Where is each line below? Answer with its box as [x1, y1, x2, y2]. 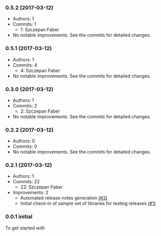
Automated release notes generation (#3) [20, 195, 108, 201]
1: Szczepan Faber [20, 27, 59, 33]
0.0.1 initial [5, 213, 33, 220]
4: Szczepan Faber [20, 67, 60, 73]
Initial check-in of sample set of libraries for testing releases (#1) [20, 200, 156, 206]
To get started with [5, 225, 45, 231]
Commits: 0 [12, 143, 37, 149]
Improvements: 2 [12, 189, 49, 196]
